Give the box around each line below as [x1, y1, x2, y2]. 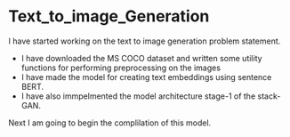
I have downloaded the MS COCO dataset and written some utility [20, 52, 263, 63]
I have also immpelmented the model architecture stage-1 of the [20, 91, 256, 101]
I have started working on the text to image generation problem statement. [8, 36, 281, 46]
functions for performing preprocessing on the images [20, 62, 222, 73]
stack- [256, 91, 281, 101]
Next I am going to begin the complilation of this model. [8, 117, 212, 128]
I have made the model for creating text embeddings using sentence [20, 71, 272, 82]
